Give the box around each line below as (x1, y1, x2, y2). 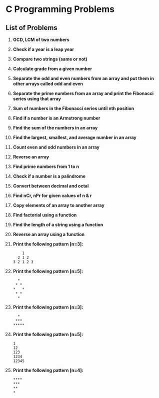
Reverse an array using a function (12, 231, 84, 237)
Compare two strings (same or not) (12, 56, 87, 62)
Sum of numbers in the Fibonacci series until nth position (12, 105, 134, 111)
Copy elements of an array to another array (12, 202, 104, 208)
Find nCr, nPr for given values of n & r (12, 192, 92, 198)
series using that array (12, 96, 61, 101)
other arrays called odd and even (12, 81, 83, 86)
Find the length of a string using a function (12, 221, 103, 227)
